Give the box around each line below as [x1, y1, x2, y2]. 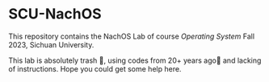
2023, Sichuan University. [8, 39, 95, 49]
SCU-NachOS [8, 5, 103, 23]
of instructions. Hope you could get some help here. [8, 64, 182, 73]
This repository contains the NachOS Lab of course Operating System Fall [8, 31, 255, 41]
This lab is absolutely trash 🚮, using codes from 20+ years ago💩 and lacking [8, 55, 262, 65]
